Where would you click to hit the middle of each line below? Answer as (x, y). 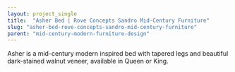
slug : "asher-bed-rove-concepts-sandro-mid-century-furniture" (102, 27)
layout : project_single (42, 14)
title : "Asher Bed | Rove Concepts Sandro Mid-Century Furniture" (109, 20)
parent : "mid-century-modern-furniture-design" (79, 34)
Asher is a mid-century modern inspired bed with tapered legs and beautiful (118, 54)
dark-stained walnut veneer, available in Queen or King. (88, 61)
